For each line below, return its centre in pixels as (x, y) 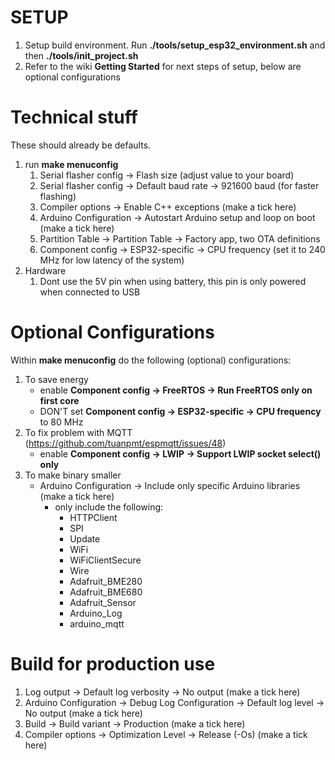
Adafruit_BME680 (106, 592)
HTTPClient (93, 517)
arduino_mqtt (97, 623)
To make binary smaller (73, 475)
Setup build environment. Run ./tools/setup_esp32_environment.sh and (175, 45)
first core (59, 400)
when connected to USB (90, 292)
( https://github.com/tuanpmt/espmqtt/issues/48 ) (125, 443)
